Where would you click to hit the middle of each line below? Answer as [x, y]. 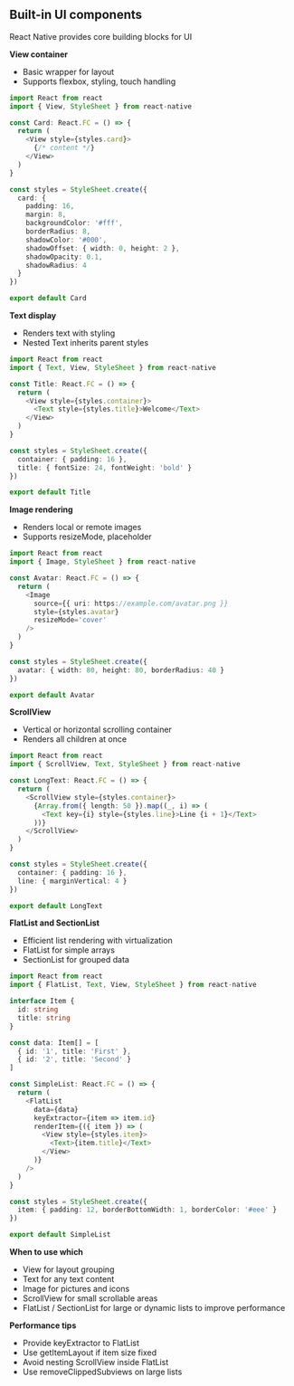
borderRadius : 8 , [58, 232]
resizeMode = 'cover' [70, 620]
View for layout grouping [68, 1269]
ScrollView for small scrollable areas [90, 1298]
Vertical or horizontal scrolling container [97, 730]
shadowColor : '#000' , [66, 240]
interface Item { [42, 1002]
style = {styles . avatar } [76, 612]
